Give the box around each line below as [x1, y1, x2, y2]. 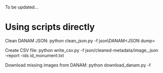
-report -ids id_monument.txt [5, 52, 64, 58]
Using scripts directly [5, 22, 95, 33]
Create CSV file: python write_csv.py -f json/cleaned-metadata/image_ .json [5, 47, 159, 53]
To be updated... [5, 4, 38, 10]
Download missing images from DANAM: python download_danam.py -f [5, 62, 151, 68]
